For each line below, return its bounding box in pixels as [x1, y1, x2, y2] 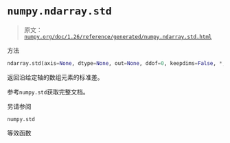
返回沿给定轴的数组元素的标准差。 [7, 73, 104, 81]
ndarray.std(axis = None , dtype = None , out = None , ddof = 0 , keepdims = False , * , [7, 60, 226, 66]
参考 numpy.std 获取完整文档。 [7, 88, 89, 96]
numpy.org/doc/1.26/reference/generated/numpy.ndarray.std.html [23, 33, 212, 40]
